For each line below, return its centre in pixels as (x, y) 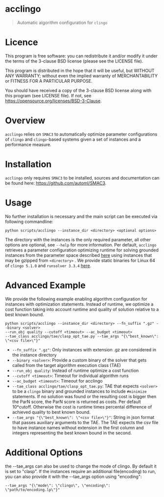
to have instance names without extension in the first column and (78, 428)
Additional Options (44, 452)
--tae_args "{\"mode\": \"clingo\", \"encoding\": (58, 485)
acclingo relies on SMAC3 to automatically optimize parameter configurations (81, 134)
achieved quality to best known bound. (51, 412)
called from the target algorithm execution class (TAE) (67, 365)
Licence (22, 42)
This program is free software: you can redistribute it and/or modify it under (81, 56)
